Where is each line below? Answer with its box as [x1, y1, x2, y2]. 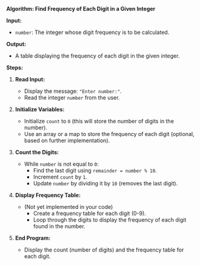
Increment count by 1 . [33, 173, 87, 180]
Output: [6, 41, 26, 47]
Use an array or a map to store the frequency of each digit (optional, [24, 131, 195, 137]
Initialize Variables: [15, 106, 65, 113]
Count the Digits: [15, 149, 59, 155]
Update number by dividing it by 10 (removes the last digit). [33, 180, 178, 187]
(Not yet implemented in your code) [24, 203, 113, 210]
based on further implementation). [24, 137, 110, 144]
